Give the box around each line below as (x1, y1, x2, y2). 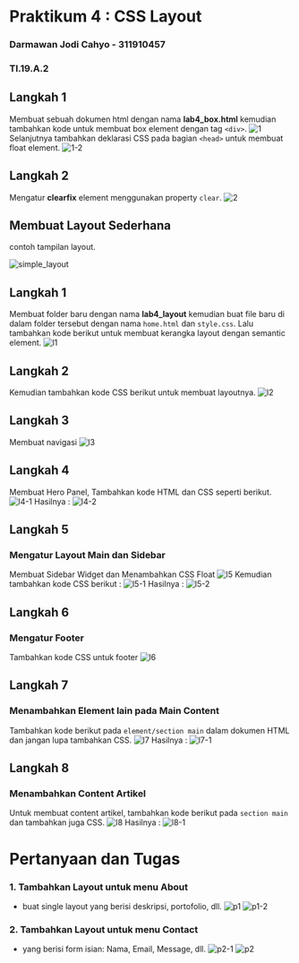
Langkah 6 (9, 605, 70, 620)
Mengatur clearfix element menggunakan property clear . (9, 192, 222, 202)
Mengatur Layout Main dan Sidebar (9, 549, 166, 562)
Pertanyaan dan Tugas (9, 848, 181, 869)
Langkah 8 (9, 761, 70, 776)
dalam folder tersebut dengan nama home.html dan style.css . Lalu (9, 318, 253, 329)
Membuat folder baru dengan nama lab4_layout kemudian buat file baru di (9, 309, 285, 320)
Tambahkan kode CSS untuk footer (9, 652, 139, 663)
